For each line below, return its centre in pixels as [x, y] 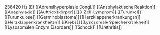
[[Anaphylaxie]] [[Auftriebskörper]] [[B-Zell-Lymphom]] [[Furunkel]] [73, 12]
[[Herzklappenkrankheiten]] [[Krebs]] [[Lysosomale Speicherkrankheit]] [77, 22]
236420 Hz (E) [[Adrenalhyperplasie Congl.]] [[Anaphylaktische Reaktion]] [80, 7]
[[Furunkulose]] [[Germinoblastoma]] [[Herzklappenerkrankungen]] [73, 17]
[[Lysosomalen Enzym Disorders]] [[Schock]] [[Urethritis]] [63, 27]
